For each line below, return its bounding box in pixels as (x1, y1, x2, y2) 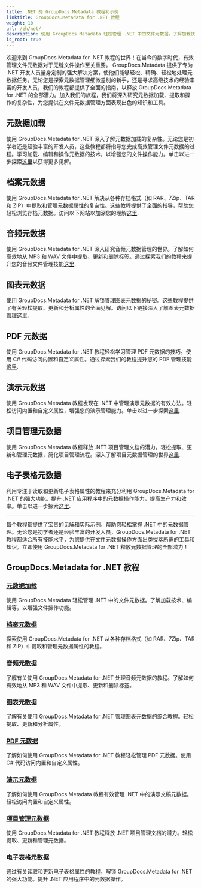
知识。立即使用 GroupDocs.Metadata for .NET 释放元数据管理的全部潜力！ (6, 543, 189, 550)
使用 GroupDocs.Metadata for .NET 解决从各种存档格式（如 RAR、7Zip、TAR (6, 194, 195, 201)
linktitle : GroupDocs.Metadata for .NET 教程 (6, 14, 120, 20)
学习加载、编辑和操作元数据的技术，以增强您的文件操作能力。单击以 (16, 150, 184, 157)
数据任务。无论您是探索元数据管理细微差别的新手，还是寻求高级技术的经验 (6, 76, 190, 83)
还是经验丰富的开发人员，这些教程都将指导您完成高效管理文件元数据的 (16, 142, 190, 150)
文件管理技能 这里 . (32, 261, 77, 268)
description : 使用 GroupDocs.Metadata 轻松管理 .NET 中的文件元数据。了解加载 (6, 31, 191, 37)
